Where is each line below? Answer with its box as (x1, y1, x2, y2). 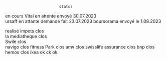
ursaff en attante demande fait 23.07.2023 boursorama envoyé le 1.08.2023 (5, 18, 161, 24)
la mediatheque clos (5, 33, 47, 39)
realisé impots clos (5, 28, 44, 34)
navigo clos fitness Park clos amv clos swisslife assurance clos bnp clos (5, 44, 155, 49)
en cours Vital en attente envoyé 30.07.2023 (5, 13, 97, 19)
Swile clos (5, 38, 27, 44)
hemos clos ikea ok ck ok (5, 49, 58, 55)
